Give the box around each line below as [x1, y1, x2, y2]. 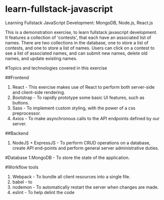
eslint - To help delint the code [12, 189, 75, 195]
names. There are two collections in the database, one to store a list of [5, 39, 149, 45]
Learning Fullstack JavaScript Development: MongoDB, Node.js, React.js [5, 20, 153, 26]
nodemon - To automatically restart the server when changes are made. [12, 184, 159, 190]
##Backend [5, 130, 29, 136]
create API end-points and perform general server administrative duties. [12, 145, 159, 151]
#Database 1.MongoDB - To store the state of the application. [5, 154, 130, 161]
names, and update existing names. [5, 55, 78, 61]
